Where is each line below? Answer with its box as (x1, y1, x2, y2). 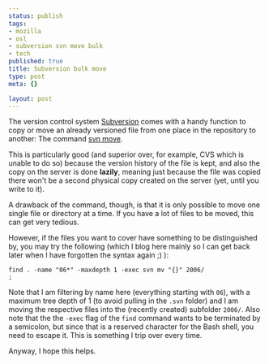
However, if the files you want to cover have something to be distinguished (8, 233, 258, 243)
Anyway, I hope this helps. (8, 346, 96, 356)
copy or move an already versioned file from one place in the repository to (8, 125, 257, 135)
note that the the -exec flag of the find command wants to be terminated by (8, 314, 261, 323)
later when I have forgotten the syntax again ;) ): (8, 250, 169, 260)
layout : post (8, 94, 53, 102)
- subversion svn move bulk (8, 42, 104, 50)
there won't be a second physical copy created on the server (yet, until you (8, 175, 259, 185)
